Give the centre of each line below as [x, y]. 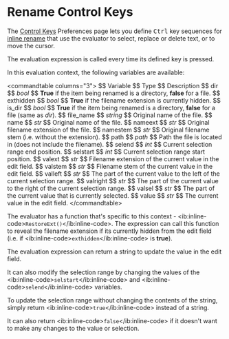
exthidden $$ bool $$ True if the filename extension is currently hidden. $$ [114, 100]
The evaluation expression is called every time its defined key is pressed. [111, 59]
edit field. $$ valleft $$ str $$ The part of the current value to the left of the [113, 174]
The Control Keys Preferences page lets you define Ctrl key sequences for [115, 31]
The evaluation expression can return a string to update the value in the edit [115, 251]
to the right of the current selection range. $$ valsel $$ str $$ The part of [111, 188]
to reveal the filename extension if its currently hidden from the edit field [109, 231]
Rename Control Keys [70, 12]
